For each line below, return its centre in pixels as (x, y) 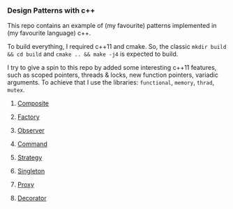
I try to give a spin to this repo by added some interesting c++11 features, (112, 68)
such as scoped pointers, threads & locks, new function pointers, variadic (113, 75)
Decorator (32, 199)
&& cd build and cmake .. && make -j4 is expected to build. (93, 54)
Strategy (30, 158)
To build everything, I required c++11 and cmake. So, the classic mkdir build (117, 47)
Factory (28, 117)
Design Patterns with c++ (51, 10)
